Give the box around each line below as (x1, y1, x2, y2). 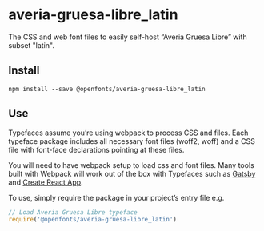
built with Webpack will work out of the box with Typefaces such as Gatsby (8, 169, 256, 178)
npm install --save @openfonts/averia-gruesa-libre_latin (8, 85, 206, 93)
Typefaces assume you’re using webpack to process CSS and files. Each (8, 128, 249, 137)
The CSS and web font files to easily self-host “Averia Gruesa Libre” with (8, 32, 247, 42)
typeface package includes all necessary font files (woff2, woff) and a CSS (8, 136, 256, 145)
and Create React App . (8, 177, 83, 187)
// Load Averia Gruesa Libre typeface (8, 208, 138, 217)
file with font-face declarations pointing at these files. (8, 145, 185, 154)
